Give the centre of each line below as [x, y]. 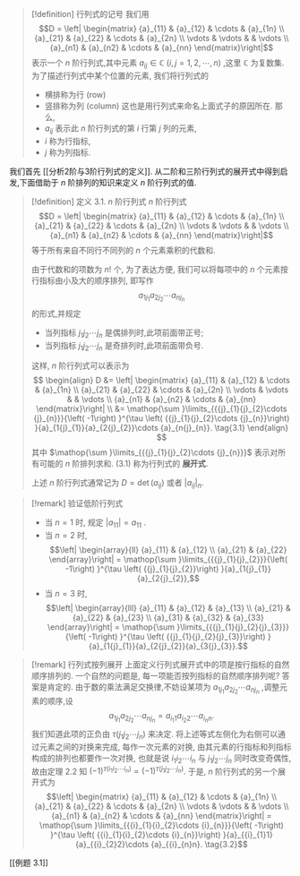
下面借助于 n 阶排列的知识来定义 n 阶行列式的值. [108, 182]
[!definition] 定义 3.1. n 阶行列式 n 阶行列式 [109, 202]
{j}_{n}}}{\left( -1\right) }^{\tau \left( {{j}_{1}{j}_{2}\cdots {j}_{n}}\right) [162, 418]
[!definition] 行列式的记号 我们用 [90, 14]
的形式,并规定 [56, 313]
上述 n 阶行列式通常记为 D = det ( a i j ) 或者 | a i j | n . [117, 484]
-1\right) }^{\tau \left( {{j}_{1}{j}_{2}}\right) [142, 569]
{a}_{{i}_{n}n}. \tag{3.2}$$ [199, 845]
